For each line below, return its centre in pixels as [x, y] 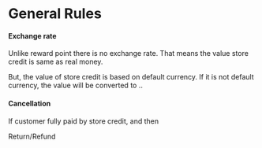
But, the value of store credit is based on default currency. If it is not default [131, 77]
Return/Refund [32, 136]
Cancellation [30, 103]
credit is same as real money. [56, 62]
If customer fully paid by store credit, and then [84, 121]
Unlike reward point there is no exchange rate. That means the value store [128, 54]
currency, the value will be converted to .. [76, 85]
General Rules [55, 14]
